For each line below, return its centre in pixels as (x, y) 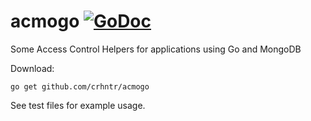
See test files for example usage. (78, 105)
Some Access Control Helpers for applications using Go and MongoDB (156, 49)
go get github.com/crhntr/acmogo (80, 86)
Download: (32, 68)
